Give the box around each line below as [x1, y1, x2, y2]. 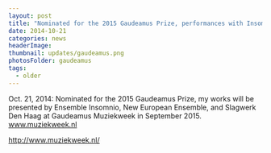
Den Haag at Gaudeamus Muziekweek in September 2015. [8, 110, 202, 121]
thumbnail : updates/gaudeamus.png [8, 49, 125, 57]
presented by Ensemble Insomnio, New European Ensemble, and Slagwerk [8, 102, 256, 112]
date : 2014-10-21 [8, 27, 67, 35]
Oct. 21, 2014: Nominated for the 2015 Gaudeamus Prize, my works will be [8, 93, 254, 103]
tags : [8, 64, 27, 72]
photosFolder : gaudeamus [8, 57, 92, 65]
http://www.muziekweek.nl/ [8, 134, 100, 145]
